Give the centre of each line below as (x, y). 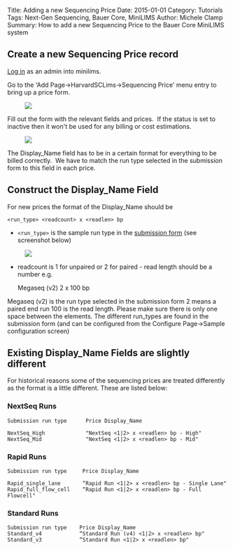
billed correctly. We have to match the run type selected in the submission (115, 160)
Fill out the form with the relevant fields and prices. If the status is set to (111, 119)
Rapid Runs (27, 456)
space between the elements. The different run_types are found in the (108, 316)
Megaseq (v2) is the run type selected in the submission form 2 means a (112, 301)
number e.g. (35, 274)
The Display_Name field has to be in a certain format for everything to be (112, 153)
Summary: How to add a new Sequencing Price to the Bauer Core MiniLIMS (116, 25)
